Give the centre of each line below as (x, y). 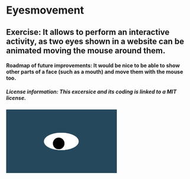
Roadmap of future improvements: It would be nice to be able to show (93, 66)
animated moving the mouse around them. (86, 51)
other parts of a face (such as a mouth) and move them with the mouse (95, 72)
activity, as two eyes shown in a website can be (95, 41)
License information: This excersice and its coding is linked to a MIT (91, 92)
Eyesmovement (45, 10)
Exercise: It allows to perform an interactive (88, 32)
